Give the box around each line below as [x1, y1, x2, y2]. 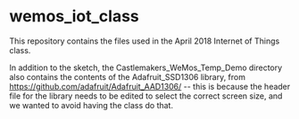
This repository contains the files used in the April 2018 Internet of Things [9, 36, 280, 46]
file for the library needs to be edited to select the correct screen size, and [9, 91, 283, 101]
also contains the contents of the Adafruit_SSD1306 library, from [9, 71, 245, 82]
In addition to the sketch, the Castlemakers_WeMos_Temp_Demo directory [9, 62, 283, 73]
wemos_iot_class [9, 6, 140, 27]
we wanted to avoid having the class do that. [9, 99, 174, 110]
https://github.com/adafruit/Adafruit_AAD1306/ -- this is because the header [9, 81, 291, 91]
